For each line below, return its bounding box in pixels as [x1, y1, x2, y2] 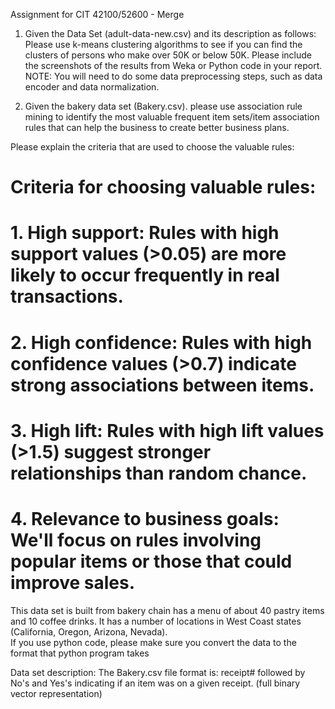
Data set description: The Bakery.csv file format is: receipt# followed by [10, 666, 306, 678]
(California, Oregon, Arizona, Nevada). [10, 625, 168, 638]
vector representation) [10, 687, 103, 699]
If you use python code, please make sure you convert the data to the [10, 636, 297, 648]
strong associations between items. [10, 374, 315, 396]
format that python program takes [10, 647, 150, 659]
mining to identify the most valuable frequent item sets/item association [24, 111, 320, 123]
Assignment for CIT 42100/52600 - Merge [10, 9, 185, 20]
